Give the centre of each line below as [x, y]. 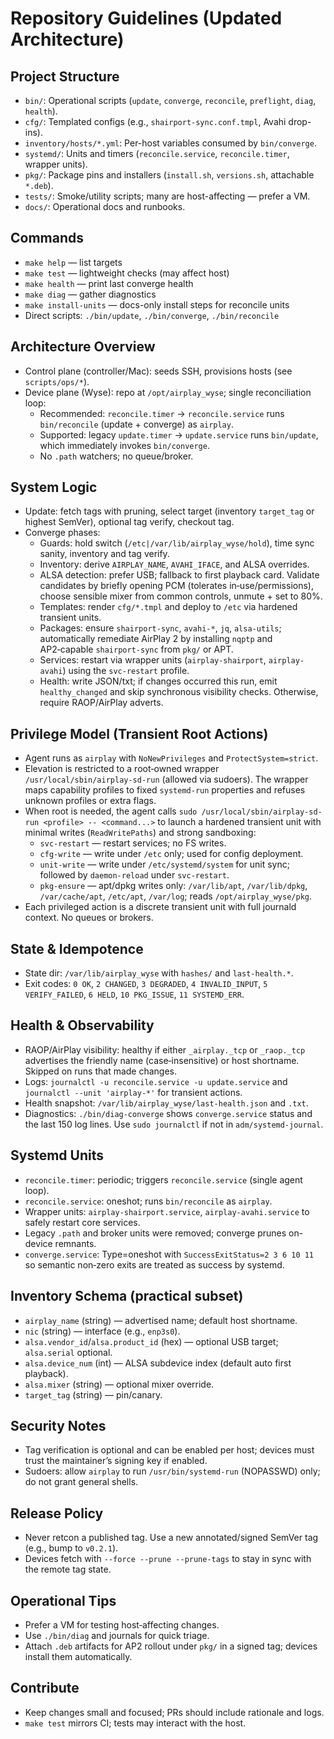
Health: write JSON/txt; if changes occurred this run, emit [158, 681]
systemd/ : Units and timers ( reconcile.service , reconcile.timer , [157, 153]
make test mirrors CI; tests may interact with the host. [135, 1723]
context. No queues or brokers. [89, 918]
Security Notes [58, 1425]
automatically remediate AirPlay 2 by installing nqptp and [156, 639]
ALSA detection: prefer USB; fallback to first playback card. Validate [179, 575]
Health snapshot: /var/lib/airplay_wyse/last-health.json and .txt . [166, 1103]
